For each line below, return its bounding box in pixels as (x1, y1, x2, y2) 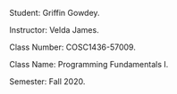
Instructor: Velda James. (9, 25, 100, 35)
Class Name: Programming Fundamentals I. (9, 59, 169, 69)
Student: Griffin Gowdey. (9, 8, 100, 18)
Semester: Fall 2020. (9, 76, 86, 87)
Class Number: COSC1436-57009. (9, 42, 136, 52)
